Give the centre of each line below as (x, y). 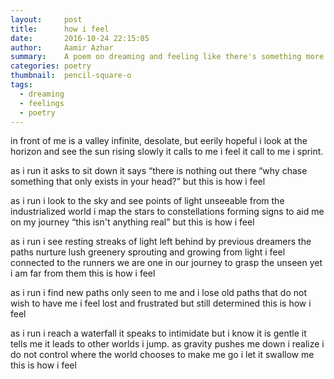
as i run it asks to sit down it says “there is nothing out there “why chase (159, 171)
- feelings (42, 103)
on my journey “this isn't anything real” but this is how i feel (132, 222)
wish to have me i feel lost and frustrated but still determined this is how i (161, 303)
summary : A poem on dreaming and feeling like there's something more (167, 57)
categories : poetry (51, 66)
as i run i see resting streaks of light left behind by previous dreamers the (161, 242)
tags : (21, 85)
